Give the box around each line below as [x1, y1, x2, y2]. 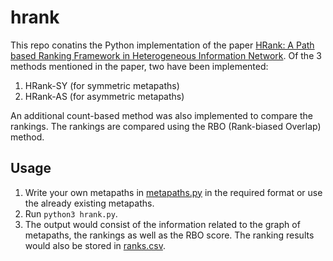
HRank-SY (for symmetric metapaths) [24, 79, 180, 91]
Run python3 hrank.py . [24, 207, 118, 220]
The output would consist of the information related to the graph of [24, 218, 301, 230]
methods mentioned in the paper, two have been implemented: [10, 60, 269, 72]
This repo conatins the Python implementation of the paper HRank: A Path [10, 39, 315, 51]
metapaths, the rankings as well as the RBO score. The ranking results [24, 229, 315, 241]
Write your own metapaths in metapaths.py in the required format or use [24, 186, 323, 198]
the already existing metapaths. [24, 197, 155, 209]
